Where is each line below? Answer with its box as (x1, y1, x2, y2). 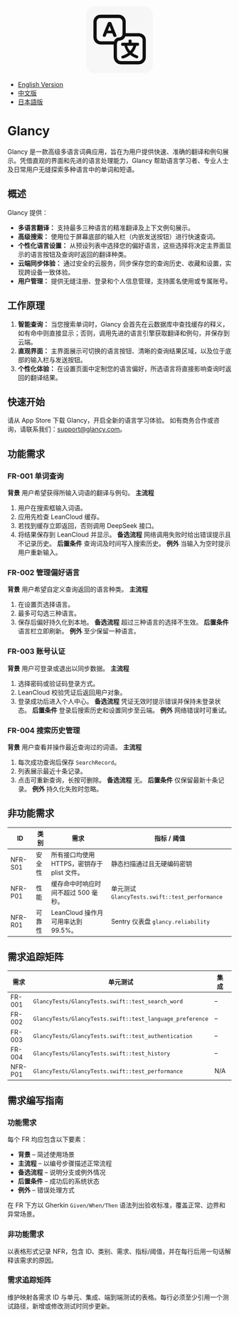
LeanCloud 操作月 (51, 909, 104, 917)
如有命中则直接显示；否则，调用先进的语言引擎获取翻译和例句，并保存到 (17, 329, 230, 337)
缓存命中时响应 (51, 879, 95, 888)
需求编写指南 (7, 1094, 64, 1106)
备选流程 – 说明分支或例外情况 (17, 1168, 106, 1177)
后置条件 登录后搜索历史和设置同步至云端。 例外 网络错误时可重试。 (31, 706, 231, 714)
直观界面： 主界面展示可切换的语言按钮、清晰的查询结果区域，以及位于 (17, 347, 225, 355)
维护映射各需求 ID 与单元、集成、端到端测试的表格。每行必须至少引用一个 (7, 1293, 223, 1301)
